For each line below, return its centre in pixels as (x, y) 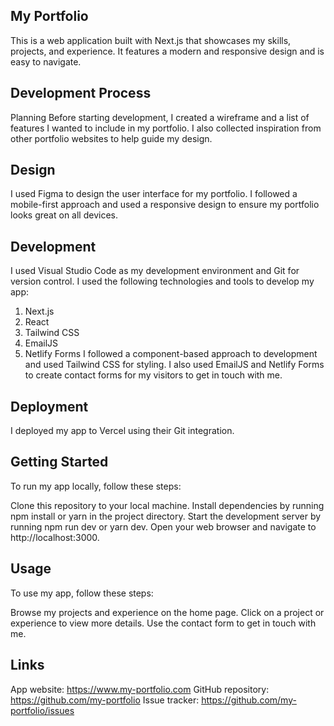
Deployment (49, 406)
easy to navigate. (46, 61)
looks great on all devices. (64, 215)
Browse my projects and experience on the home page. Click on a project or (167, 612)
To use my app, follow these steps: (82, 593)
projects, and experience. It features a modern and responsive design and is (167, 51)
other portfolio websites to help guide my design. (111, 138)
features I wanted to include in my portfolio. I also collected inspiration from (166, 128)
